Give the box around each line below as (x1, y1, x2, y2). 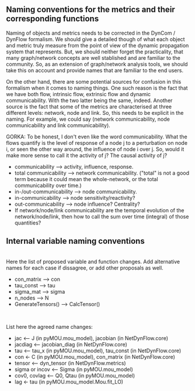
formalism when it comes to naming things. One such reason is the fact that (6, 84, 188, 91)
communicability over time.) (14, 182, 82, 189)
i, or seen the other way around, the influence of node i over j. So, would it (6, 145, 184, 152)
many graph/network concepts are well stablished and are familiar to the (6, 54, 181, 61)
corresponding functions (6, 14, 99, 24)
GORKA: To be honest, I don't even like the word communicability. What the (6, 133, 188, 140)
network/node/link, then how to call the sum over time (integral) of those (14, 213, 189, 220)
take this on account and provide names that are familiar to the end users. (6, 67, 184, 74)
